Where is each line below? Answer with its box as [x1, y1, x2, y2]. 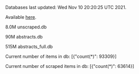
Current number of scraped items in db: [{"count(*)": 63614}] [5, 63, 134, 69]
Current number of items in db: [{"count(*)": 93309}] [5, 53, 117, 59]
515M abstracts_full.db [5, 44, 53, 50]
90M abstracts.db [5, 34, 43, 40]
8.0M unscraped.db [5, 24, 47, 30]
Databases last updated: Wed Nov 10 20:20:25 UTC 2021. [5, 5, 127, 10]
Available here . [5, 14, 37, 20]
